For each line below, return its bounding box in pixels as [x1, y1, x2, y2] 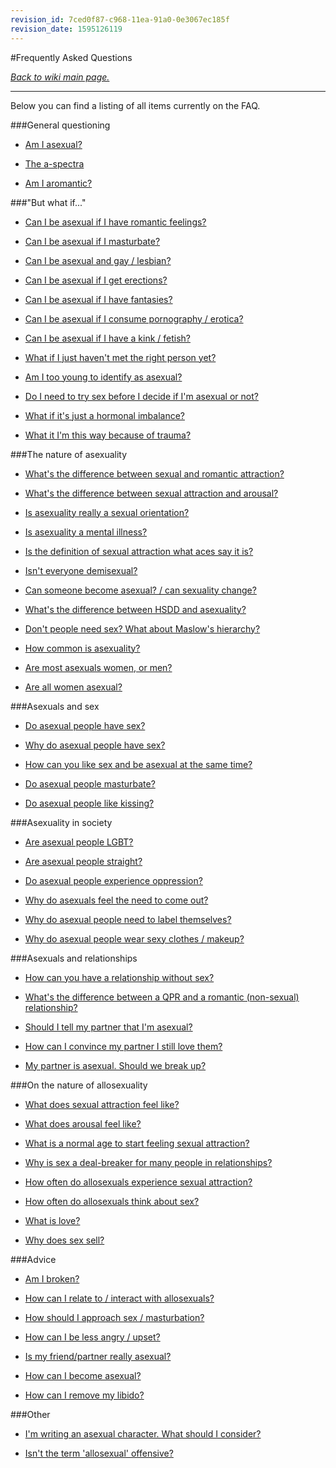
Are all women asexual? [24, 681, 123, 693]
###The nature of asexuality [10, 448, 128, 460]
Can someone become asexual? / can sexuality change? [24, 584, 257, 596]
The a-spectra [24, 157, 85, 170]
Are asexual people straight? [24, 855, 143, 867]
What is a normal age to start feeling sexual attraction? [24, 1137, 250, 1149]
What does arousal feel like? [24, 1117, 142, 1130]
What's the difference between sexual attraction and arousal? [24, 487, 279, 499]
